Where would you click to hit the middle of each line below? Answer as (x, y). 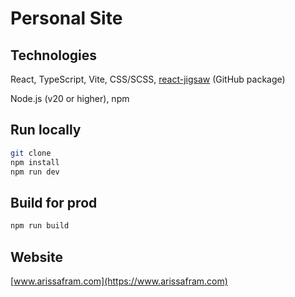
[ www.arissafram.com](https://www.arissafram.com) (119, 281)
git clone (31, 153)
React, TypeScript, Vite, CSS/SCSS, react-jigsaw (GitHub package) (148, 79)
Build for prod (54, 202)
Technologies (54, 55)
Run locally (46, 130)
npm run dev (35, 172)
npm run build (40, 226)
